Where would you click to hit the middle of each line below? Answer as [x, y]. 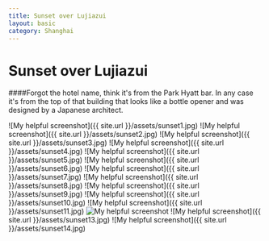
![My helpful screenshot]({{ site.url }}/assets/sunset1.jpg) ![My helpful [124, 126]
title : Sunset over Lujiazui [57, 16]
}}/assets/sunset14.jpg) [47, 229]
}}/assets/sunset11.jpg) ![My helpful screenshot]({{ [134, 211]
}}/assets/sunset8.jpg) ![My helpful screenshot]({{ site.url [104, 185]
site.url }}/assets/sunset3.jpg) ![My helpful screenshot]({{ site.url [116, 143]
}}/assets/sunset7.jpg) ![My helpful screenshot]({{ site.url [103, 177]
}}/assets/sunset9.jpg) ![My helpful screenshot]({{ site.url [104, 194]
